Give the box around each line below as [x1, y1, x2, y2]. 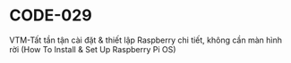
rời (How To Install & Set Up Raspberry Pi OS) [9, 43, 176, 54]
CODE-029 [9, 5, 92, 26]
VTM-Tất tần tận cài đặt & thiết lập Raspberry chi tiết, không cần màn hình [9, 35, 282, 45]
